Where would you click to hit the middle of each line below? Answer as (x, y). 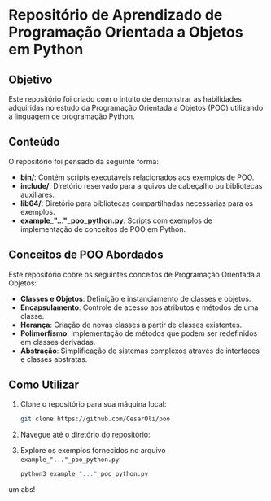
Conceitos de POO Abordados (86, 255)
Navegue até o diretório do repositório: (85, 435)
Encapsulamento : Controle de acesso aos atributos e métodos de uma (139, 307)
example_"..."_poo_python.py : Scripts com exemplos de (116, 220)
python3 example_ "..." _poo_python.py (84, 474)
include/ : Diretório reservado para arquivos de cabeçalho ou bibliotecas (141, 185)
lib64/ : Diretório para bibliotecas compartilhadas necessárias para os (137, 203)
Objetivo (31, 79)
